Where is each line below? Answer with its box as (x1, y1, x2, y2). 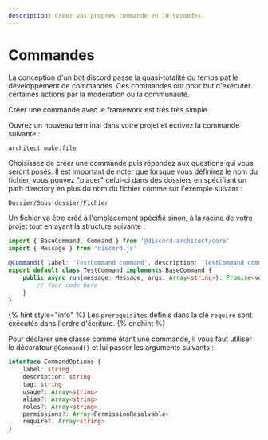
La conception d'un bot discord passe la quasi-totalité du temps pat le (8, 73, 239, 82)
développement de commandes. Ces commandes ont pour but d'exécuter (8, 81, 251, 90)
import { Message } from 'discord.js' (8, 245, 137, 253)
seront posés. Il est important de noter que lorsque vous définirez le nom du (8, 167, 258, 176)
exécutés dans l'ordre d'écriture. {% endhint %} (8, 319, 166, 328)
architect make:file (8, 144, 77, 152)
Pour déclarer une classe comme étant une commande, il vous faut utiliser (8, 334, 253, 344)
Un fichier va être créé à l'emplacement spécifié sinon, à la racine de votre (8, 213, 254, 223)
